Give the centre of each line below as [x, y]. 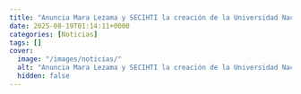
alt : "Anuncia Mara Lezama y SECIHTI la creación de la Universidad [148, 68]
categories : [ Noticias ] [54, 34]
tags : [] [26, 43]
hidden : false [43, 76]
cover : [21, 51]
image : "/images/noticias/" [70, 59]
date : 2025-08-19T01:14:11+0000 [69, 26]
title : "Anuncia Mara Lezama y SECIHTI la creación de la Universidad [144, 17]
